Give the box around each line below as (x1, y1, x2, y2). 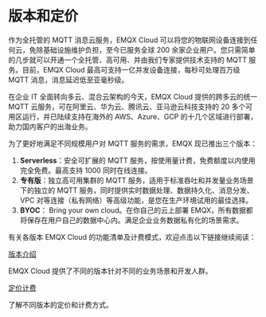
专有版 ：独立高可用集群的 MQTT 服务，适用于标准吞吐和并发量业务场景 (19, 175, 254, 185)
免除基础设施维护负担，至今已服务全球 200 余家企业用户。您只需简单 (29, 45, 256, 54)
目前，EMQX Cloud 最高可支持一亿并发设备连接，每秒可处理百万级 (22, 65, 241, 74)
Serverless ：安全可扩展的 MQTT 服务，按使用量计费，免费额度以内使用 (19, 155, 256, 165)
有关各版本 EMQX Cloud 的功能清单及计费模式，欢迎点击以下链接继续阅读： (8, 232, 256, 241)
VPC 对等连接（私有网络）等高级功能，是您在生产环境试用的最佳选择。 (19, 195, 253, 205)
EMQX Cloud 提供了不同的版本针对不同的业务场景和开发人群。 (8, 266, 213, 276)
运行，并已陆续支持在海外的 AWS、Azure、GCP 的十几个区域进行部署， (22, 112, 257, 121)
